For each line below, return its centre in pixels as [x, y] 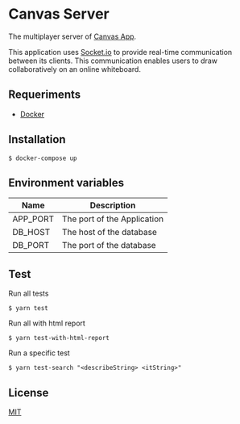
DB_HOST [31, 233]
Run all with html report [47, 323]
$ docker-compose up [43, 158]
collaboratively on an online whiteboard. [74, 69]
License [29, 393]
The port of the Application [112, 219]
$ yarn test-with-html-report [59, 338]
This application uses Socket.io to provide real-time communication [120, 52]
